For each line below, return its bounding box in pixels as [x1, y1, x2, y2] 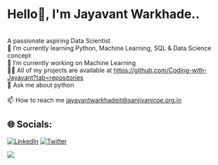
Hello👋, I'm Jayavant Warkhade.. [7, 6, 200, 22]
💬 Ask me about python [7, 80, 74, 89]
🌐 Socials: [7, 119, 53, 130]
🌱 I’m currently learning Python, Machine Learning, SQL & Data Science [7, 44, 212, 52]
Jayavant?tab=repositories [7, 73, 84, 82]
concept [7, 51, 31, 60]
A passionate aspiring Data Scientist [7, 36, 111, 44]
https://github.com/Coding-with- [113, 66, 207, 74]
